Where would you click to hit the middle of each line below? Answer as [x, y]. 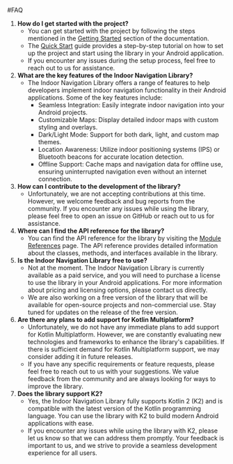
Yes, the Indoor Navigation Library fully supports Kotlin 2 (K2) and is [125, 401]
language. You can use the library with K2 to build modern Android [123, 416]
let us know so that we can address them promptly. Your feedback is [126, 438]
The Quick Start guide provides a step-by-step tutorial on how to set [126, 46]
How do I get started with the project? [73, 23]
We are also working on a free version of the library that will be [118, 297]
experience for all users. [62, 453]
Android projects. [63, 112]
